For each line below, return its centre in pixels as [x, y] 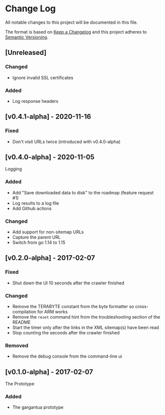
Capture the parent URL [36, 237]
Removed [17, 345]
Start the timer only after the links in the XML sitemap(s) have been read [85, 327]
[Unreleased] [26, 53]
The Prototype [20, 384]
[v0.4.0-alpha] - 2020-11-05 [50, 157]
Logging [14, 169]
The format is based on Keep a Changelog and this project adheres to [76, 32]
